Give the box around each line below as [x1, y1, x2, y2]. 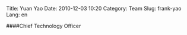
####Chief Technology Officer [6, 23, 81, 29]
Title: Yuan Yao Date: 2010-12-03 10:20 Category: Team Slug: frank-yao [6, 5, 182, 12]
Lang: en [6, 11, 28, 18]
